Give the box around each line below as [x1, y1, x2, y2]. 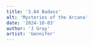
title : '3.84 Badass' [6, 8, 61, 15]
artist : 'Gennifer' [6, 31, 56, 37]
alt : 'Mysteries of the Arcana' [6, 14, 88, 20]
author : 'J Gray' [6, 25, 50, 32]
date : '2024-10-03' [6, 20, 56, 26]
